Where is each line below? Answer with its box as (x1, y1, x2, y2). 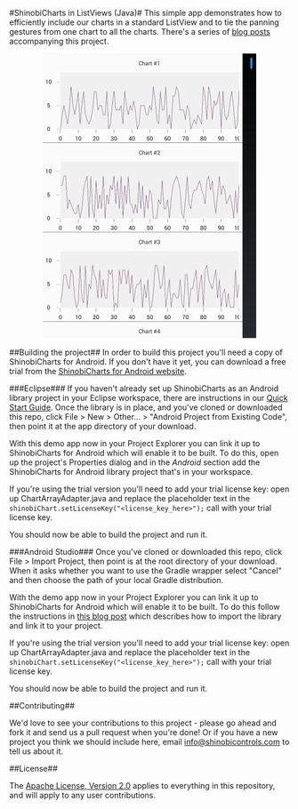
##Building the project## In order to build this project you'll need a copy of (9, 347, 283, 357)
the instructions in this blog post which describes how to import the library (9, 611, 282, 621)
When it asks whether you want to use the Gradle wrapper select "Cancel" (9, 565, 282, 576)
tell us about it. (9, 746, 64, 757)
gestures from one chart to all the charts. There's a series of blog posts (9, 27, 271, 36)
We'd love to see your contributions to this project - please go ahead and (9, 717, 278, 728)
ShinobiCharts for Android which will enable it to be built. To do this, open (9, 448, 279, 458)
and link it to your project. (9, 621, 103, 630)
